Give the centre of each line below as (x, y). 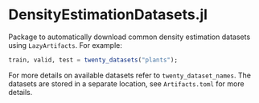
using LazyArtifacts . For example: (65, 45)
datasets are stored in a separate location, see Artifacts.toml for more (126, 83)
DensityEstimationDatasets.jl (108, 15)
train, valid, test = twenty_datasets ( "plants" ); (93, 60)
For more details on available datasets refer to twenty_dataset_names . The (130, 75)
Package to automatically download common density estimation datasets (129, 37)
